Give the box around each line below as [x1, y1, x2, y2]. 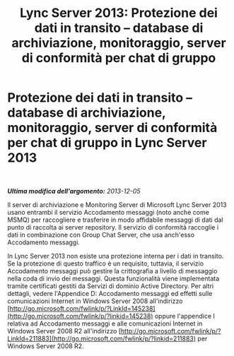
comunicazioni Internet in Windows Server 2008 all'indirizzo [7, 297, 183, 305]
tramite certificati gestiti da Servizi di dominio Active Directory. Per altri [7, 281, 214, 290]
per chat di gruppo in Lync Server [7, 135, 207, 151]
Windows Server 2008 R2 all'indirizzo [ [7, 326, 122, 335]
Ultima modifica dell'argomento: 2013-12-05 [7, 186, 141, 195]
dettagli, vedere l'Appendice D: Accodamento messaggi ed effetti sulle [7, 289, 213, 297]
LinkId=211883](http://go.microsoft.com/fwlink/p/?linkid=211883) [7, 334, 197, 343]
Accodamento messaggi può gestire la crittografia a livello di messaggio [7, 266, 218, 275]
